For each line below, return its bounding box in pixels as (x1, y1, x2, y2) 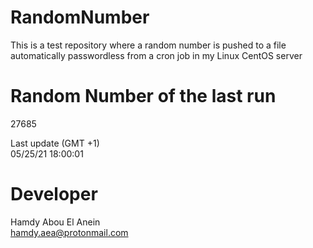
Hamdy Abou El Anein (10, 216, 101, 228)
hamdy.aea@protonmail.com (10, 226, 129, 238)
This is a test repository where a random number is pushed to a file (10, 39, 287, 51)
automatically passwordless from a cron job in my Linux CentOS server (10, 49, 303, 61)
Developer (10, 183, 98, 206)
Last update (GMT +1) (10, 137, 100, 149)
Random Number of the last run (10, 85, 277, 108)
